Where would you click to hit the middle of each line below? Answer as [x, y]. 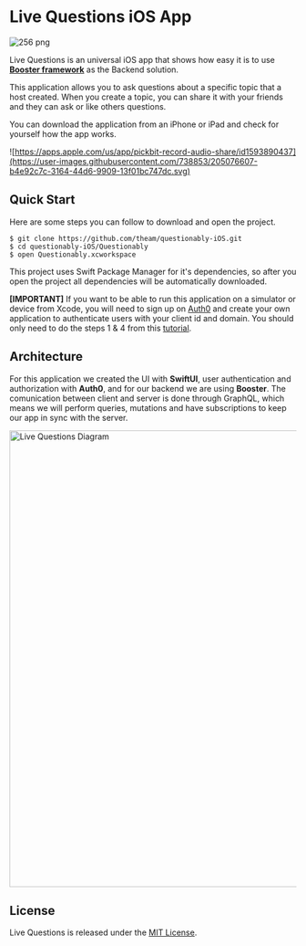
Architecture [46, 357]
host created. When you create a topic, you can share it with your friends [147, 97]
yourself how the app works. [63, 133]
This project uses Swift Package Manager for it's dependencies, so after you [153, 271]
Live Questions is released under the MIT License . [103, 932]
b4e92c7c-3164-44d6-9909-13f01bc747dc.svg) [100, 171]
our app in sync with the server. [69, 417]
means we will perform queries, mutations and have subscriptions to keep [148, 407]
